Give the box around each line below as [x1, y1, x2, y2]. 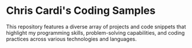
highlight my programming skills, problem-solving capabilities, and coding [6, 29, 185, 36]
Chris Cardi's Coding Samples [6, 4, 156, 17]
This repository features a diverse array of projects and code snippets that [6, 23, 186, 30]
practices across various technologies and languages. [6, 35, 137, 42]
